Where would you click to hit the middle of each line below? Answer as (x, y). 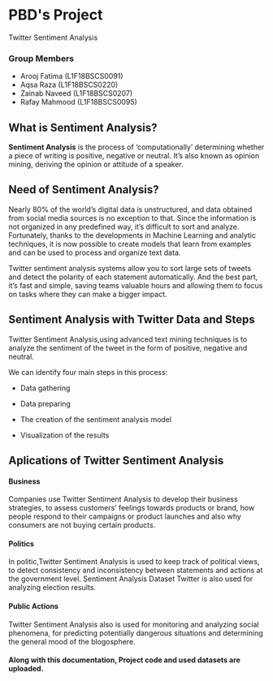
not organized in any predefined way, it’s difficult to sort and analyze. (124, 226)
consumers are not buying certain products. (82, 525)
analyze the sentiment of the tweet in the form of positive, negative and (128, 347)
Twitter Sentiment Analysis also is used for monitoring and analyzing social (134, 624)
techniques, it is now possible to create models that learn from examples (130, 244)
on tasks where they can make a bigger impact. (88, 294)
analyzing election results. (52, 588)
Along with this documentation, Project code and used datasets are (125, 660)
